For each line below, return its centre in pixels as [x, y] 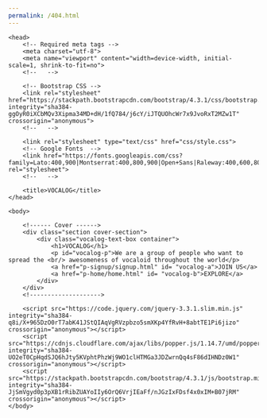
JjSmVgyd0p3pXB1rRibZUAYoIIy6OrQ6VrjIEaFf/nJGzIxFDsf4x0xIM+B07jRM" [124, 392]
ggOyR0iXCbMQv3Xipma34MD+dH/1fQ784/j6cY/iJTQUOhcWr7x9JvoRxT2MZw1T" [124, 114]
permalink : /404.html [44, 15]
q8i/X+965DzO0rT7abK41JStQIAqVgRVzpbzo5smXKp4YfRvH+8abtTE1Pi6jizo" [124, 323]
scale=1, [23, 65]
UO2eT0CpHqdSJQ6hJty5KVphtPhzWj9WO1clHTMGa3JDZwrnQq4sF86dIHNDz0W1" [124, 357]
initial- [218, 58]
